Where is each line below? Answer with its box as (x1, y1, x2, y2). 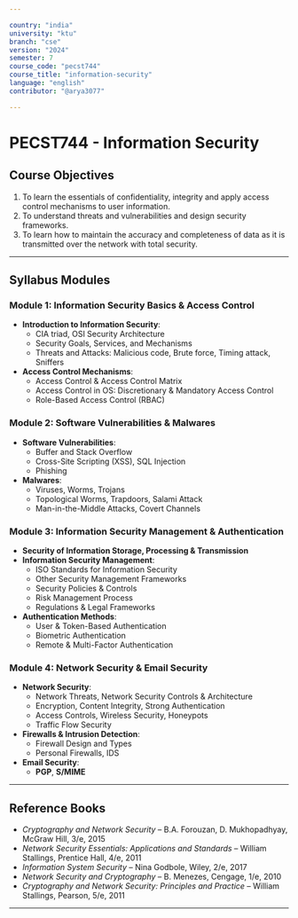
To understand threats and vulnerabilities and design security (21, 210, 247, 221)
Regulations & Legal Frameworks (35, 601, 155, 612)
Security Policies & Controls (35, 583, 137, 593)
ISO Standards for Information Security (35, 564, 177, 575)
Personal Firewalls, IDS (35, 748, 120, 758)
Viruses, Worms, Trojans (35, 484, 126, 495)
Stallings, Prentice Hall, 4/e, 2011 (21, 852, 142, 863)
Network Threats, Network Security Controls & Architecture (35, 691, 253, 702)
